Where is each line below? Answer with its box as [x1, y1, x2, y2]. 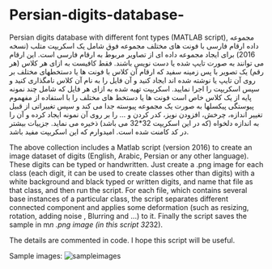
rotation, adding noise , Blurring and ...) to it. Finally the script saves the [9, 211, 248, 221]
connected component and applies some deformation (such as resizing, [9, 202, 249, 212]
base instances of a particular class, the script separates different [9, 194, 229, 204]
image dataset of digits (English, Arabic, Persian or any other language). [9, 151, 249, 161]
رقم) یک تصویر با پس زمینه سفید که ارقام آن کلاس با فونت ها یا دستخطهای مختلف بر [9, 66, 264, 76]
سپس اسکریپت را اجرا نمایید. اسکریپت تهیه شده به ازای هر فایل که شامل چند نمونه [9, 83, 260, 94]
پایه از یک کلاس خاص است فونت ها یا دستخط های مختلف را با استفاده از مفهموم [9, 92, 252, 102]
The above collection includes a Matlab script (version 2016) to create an [9, 142, 253, 152]
